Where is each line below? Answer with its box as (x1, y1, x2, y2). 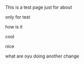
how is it (5, 24, 23, 30)
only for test (5, 14, 30, 20)
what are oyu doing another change (5, 53, 79, 59)
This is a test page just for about (5, 5, 72, 10)
